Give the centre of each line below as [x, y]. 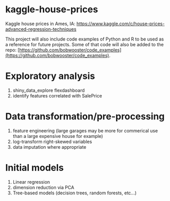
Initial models [35, 168]
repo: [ [12, 50]
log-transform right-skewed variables [52, 142]
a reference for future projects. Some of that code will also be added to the [84, 44]
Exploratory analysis [50, 76]
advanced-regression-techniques [41, 29]
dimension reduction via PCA [43, 187]
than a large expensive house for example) [58, 136]
